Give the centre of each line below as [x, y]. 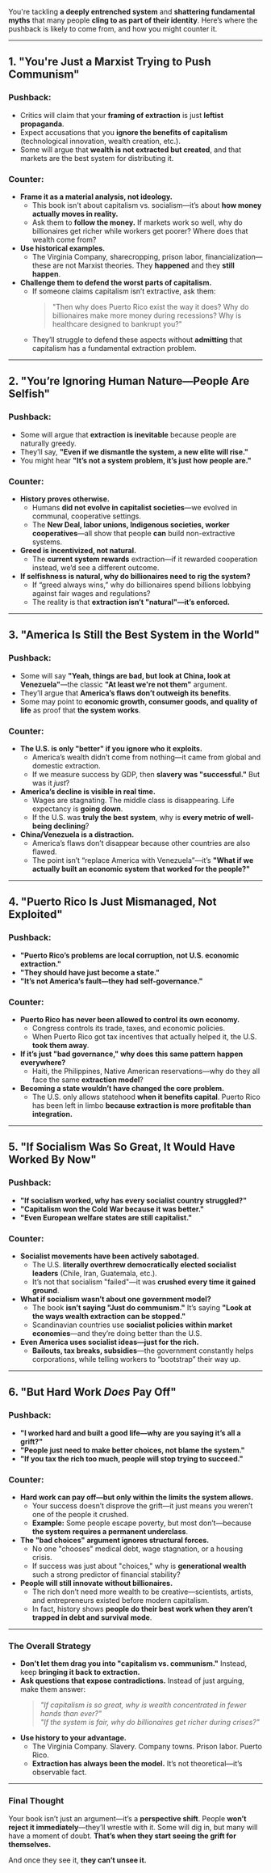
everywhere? [43, 1062]
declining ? [71, 826]
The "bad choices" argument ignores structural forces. [115, 1540]
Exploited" [35, 914]
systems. [47, 542]
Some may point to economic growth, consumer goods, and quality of [139, 701]
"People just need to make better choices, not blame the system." [132, 1450]
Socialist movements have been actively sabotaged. [109, 1256]
